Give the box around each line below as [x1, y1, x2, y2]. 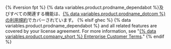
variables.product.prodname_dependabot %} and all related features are [5, 23, 157, 29]
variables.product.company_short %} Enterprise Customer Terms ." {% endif [5, 33, 164, 39]
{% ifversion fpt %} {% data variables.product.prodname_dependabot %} [5, 5, 159, 10]
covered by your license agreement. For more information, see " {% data [5, 28, 156, 34]
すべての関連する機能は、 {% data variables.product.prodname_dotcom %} [9, 11, 166, 17]
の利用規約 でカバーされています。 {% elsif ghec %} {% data [5, 17, 131, 23]
